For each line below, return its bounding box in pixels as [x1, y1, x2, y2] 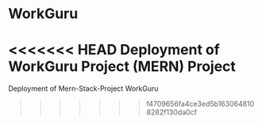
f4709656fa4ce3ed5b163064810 [146, 100, 255, 109]
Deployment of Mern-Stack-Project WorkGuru [8, 84, 159, 93]
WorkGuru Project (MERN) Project [8, 58, 237, 76]
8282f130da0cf [146, 107, 197, 117]
